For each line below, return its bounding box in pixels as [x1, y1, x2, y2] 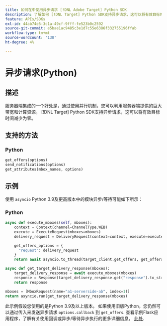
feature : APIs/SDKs [5, 16, 46, 21]
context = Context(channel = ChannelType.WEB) [14, 225, 108, 230]
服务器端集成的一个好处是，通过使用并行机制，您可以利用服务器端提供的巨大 [5, 103, 162, 109]
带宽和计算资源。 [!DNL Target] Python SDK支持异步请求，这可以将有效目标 [5, 109, 160, 115]
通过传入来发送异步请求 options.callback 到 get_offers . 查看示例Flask [9, 310, 154, 316]
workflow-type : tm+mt [5, 30, 50, 35]
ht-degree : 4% [5, 40, 35, 45]
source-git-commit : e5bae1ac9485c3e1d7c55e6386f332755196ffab [5, 26, 137, 31]
